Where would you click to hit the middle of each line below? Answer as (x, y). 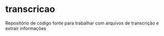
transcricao (30, 9)
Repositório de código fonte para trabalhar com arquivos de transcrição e (82, 23)
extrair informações (26, 28)
